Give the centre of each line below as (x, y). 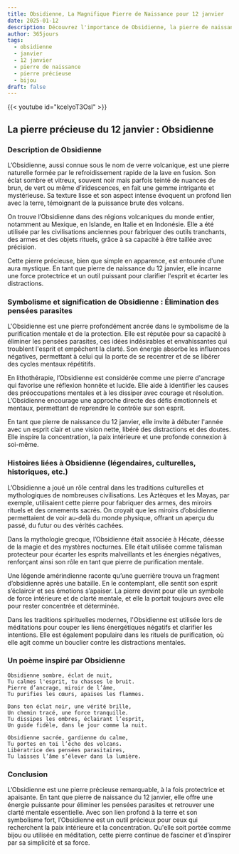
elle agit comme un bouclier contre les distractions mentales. (97, 642)
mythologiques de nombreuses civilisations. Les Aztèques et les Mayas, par (118, 495)
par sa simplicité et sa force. (49, 843)
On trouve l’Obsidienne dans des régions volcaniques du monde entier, (111, 216)
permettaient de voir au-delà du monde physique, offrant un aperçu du (111, 517)
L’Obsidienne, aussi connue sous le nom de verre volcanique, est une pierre (118, 165)
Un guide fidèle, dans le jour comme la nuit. (78, 725)
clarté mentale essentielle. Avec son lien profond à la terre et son (102, 813)
